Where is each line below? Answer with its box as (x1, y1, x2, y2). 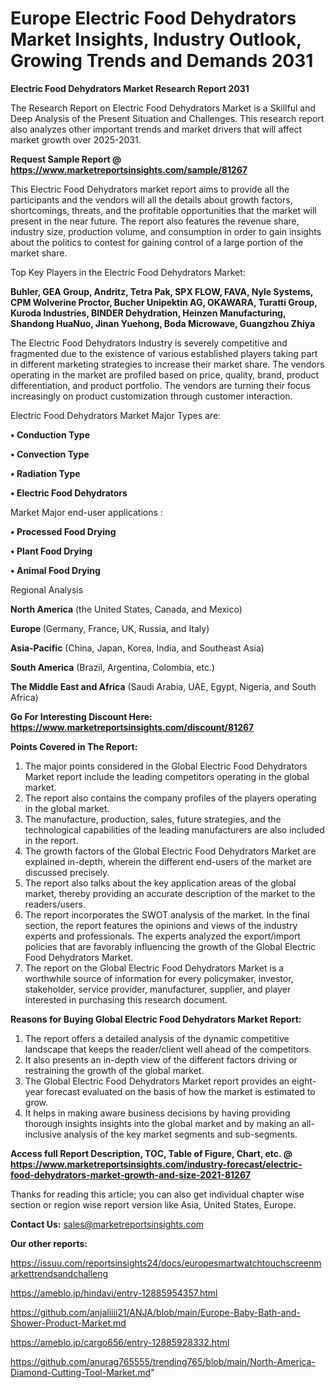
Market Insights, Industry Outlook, (10, 28, 302, 51)
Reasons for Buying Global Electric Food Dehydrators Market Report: (10, 1013, 302, 1025)
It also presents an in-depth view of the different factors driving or (24, 1053, 298, 1066)
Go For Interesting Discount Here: (10, 710, 153, 722)
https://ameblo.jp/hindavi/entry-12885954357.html (10, 1287, 218, 1299)
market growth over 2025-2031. (10, 133, 142, 146)
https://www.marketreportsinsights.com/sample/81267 (10, 163, 248, 176)
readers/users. (24, 898, 86, 910)
